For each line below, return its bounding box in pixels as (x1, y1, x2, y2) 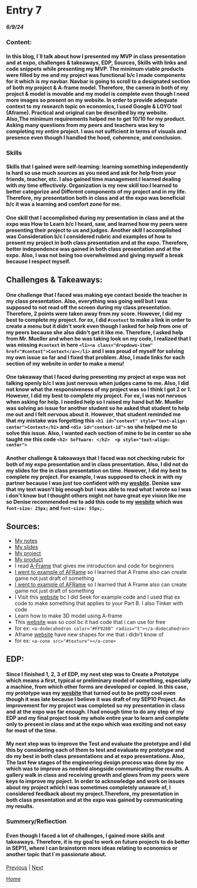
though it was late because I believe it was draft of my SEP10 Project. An (6, 695, 186, 703)
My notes (14, 537, 38, 544)
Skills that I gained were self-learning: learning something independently (6, 163, 189, 171)
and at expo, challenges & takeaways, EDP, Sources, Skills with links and (6, 59, 187, 66)
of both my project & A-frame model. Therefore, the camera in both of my (6, 84, 188, 91)
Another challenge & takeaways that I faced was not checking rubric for (6, 455, 185, 462)
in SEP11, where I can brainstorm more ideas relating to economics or (6, 844, 178, 852)
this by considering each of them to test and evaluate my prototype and (6, 746, 185, 753)
